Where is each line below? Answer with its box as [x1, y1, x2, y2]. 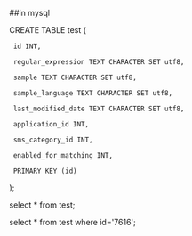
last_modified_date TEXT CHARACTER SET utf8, [12, 104, 185, 113]
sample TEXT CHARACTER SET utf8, [12, 73, 138, 82]
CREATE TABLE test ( [9, 25, 87, 35]
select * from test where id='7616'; [9, 217, 136, 227]
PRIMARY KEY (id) [12, 167, 77, 175]
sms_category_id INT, [12, 135, 93, 144]
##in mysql [9, 8, 51, 18]
